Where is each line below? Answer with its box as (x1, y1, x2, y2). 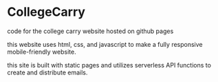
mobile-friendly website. (7, 48, 77, 56)
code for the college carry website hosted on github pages (7, 27, 174, 35)
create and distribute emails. (7, 68, 88, 76)
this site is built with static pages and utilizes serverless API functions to (7, 61, 212, 69)
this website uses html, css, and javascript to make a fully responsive (7, 40, 203, 48)
